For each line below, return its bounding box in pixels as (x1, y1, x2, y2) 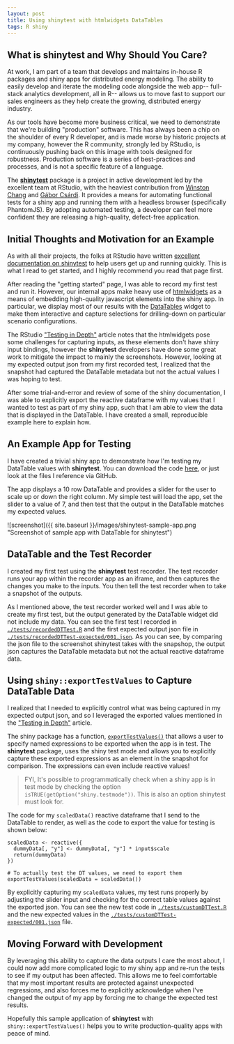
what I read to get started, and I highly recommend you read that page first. (7, 266, 224, 275)
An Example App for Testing (7, 438, 132, 450)
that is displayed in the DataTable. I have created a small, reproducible (7, 410, 208, 419)
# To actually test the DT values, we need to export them (7, 870, 182, 877)
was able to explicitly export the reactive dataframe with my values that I (7, 396, 215, 404)
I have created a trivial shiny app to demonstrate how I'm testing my (7, 456, 202, 465)
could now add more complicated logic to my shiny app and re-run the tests (7, 964, 225, 972)
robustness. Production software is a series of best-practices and (7, 155, 196, 164)
